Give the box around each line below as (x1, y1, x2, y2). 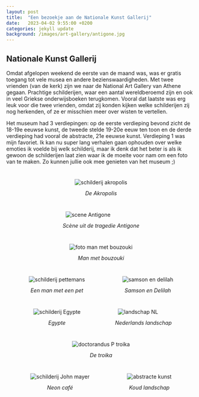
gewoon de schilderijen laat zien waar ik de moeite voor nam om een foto (6, 151, 188, 158)
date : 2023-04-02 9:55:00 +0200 (6, 20, 93, 26)
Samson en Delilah (124, 287, 171, 294)
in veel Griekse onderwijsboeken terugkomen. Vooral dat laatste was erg (6, 95, 186, 102)
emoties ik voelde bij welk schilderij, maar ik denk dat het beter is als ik (6, 145, 182, 152)
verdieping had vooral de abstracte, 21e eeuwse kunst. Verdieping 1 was (6, 132, 185, 139)
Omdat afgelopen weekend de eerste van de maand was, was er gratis (6, 69, 182, 77)
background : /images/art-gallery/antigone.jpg (6, 31, 125, 37)
